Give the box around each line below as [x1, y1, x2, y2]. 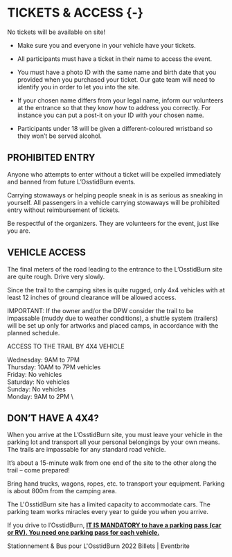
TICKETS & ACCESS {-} [7, 5, 144, 21]
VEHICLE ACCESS [7, 247, 87, 258]
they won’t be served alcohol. [17, 132, 102, 140]
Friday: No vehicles [7, 370, 62, 378]
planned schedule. [7, 328, 60, 337]
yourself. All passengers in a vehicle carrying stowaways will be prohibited [7, 198, 220, 206]
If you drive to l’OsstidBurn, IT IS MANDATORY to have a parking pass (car [7, 521, 222, 529]
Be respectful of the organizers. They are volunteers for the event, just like [7, 219, 220, 227]
